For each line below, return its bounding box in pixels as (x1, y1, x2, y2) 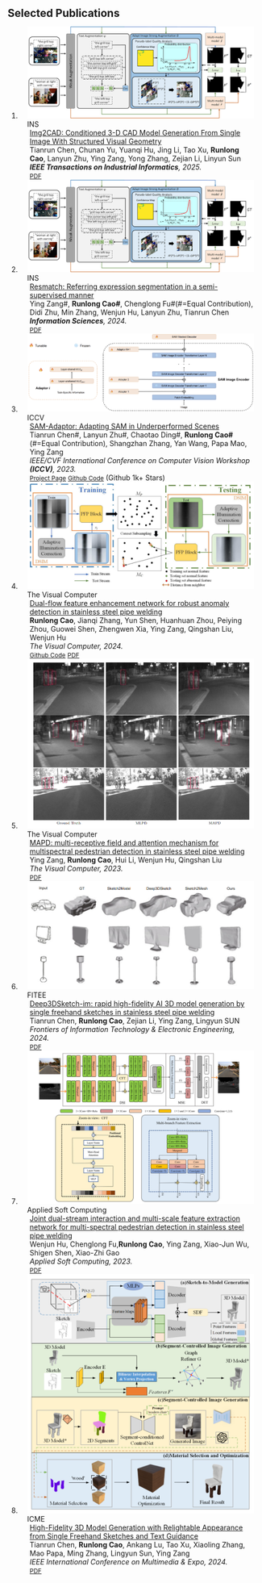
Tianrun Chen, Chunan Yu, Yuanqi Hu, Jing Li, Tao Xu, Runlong (29, 145, 239, 155)
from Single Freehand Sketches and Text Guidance (29, 1531, 199, 1541)
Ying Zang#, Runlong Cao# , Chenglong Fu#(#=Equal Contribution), (29, 299, 254, 308)
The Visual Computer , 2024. (29, 641, 123, 650)
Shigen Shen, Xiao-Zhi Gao (29, 1247, 120, 1257)
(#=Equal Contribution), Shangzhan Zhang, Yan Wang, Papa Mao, (29, 438, 247, 448)
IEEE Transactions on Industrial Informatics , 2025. (29, 162, 202, 172)
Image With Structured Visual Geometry (29, 136, 162, 146)
